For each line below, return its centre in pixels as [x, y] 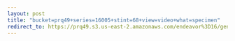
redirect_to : [26, 26]
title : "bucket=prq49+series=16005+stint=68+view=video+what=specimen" [114, 20]
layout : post [26, 14]
